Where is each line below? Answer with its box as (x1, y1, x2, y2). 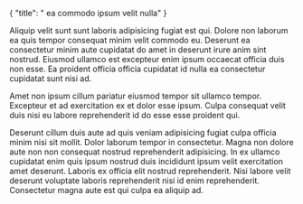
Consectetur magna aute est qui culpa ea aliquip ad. (9, 185, 204, 195)
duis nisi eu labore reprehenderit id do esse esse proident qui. (9, 110, 241, 120)
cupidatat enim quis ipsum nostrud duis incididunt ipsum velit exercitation (9, 156, 283, 166)
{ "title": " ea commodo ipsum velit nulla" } (9, 8, 167, 18)
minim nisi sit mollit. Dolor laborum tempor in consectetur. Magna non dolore (9, 137, 294, 147)
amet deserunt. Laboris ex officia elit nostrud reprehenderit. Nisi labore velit (9, 166, 291, 176)
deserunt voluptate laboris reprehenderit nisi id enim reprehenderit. (9, 175, 260, 186)
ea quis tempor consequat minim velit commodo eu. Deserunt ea (9, 35, 251, 45)
